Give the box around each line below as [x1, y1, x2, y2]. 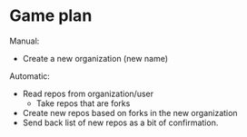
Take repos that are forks [35, 97, 131, 109]
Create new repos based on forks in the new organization [22, 107, 238, 118]
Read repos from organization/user [22, 88, 154, 99]
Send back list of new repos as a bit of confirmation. [22, 117, 219, 128]
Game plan [9, 5, 93, 26]
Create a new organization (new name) [22, 53, 169, 64]
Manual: [9, 35, 40, 46]
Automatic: [9, 70, 50, 82]
